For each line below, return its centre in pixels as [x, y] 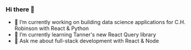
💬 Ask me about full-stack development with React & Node [87, 41]
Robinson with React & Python [51, 28]
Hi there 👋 [20, 9]
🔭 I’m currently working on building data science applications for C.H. [100, 22]
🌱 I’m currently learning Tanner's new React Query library [85, 35]
